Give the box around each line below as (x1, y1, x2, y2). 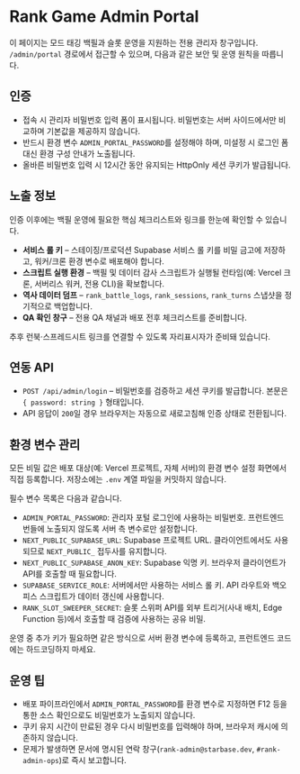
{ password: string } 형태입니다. (22, 396, 145, 407)
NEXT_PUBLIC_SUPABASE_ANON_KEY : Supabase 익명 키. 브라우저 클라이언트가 (22, 557, 287, 569)
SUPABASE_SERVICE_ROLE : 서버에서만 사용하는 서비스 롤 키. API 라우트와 (22, 579, 270, 591)
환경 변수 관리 (9, 437, 81, 452)
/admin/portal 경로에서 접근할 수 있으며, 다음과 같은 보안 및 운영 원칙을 (9, 48, 260, 59)
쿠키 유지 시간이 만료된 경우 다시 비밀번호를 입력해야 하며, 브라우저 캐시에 (22, 721, 279, 732)
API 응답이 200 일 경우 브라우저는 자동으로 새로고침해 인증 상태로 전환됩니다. (22, 408, 287, 419)
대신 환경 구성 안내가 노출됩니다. (22, 148, 136, 159)
